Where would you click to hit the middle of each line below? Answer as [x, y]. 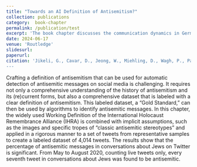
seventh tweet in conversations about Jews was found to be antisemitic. [93, 159]
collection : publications [38, 17]
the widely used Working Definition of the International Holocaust [85, 115]
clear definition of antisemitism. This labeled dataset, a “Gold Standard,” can [98, 102]
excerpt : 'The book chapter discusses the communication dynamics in [93, 34]
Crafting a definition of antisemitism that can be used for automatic [87, 78]
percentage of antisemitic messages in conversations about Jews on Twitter [98, 146]
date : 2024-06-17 [27, 39]
